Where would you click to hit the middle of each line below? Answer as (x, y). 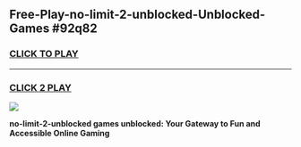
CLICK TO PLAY (44, 54)
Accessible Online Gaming (60, 133)
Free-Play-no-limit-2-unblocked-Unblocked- (138, 15)
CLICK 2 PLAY (40, 87)
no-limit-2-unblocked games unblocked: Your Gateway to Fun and (135, 123)
